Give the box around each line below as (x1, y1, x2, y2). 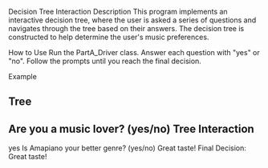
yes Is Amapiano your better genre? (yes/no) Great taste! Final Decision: (8, 143, 247, 153)
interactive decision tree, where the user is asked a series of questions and (8, 15, 257, 25)
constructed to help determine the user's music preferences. (8, 32, 209, 42)
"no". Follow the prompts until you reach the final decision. (8, 56, 202, 66)
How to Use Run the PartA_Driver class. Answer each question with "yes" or (8, 48, 261, 57)
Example (8, 72, 38, 81)
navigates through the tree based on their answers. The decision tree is (8, 24, 245, 33)
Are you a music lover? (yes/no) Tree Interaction (8, 122, 254, 135)
